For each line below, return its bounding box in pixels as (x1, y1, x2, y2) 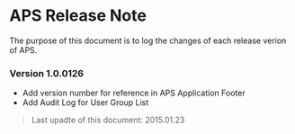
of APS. (9, 44, 38, 55)
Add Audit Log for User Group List (22, 97, 149, 108)
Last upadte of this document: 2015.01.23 (31, 114, 185, 126)
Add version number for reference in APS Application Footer (22, 87, 246, 99)
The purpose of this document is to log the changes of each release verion (9, 35, 287, 46)
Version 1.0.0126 (9, 67, 84, 79)
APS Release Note (9, 5, 147, 26)
